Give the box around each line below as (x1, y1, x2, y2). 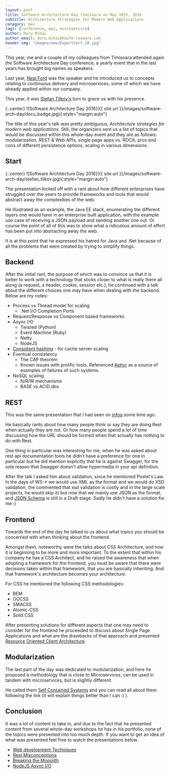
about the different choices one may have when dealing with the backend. (5, 287, 160, 293)
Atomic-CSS (12, 607, 39, 613)
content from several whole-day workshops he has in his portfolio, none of (5, 726, 161, 732)
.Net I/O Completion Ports (20, 308, 75, 314)
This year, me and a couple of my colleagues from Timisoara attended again (5, 54, 165, 60)
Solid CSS (12, 612, 34, 618)
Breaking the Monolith (12, 757, 59, 763)
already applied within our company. (5, 86, 82, 92)
